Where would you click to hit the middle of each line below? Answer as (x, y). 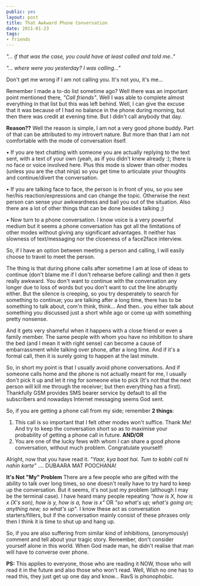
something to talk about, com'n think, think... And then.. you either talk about (100, 306)
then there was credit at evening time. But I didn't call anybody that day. (94, 116)
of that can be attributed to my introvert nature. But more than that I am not (98, 134)
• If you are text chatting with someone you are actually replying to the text (98, 152)
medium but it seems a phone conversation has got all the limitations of (94, 226)
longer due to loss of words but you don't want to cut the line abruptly (92, 287)
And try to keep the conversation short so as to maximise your (91, 428)
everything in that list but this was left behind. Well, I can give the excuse (95, 104)
